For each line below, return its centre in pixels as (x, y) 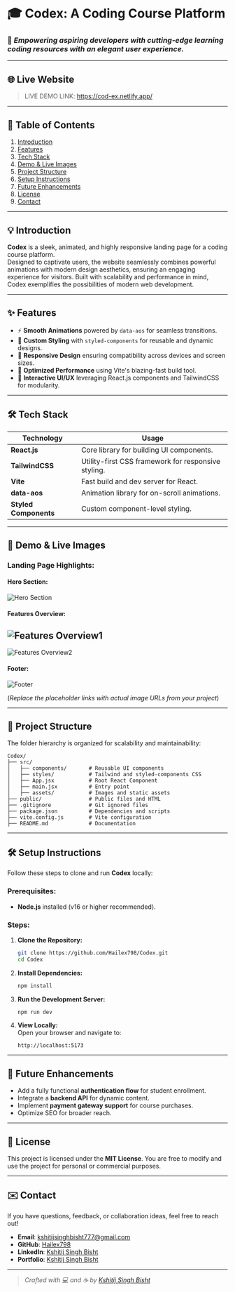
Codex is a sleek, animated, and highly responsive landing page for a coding (117, 247)
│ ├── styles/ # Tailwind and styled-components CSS (104, 775)
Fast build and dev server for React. (140, 481)
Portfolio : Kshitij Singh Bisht (58, 1259)
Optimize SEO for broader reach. (64, 1113)
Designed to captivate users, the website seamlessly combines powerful (112, 262)
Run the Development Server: (61, 999)
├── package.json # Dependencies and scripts (89, 811)
